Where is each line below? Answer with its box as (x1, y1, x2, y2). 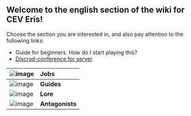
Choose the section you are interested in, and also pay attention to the (6, 30, 184, 38)
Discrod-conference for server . (15, 55, 94, 63)
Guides (39, 80, 61, 88)
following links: (6, 36, 44, 44)
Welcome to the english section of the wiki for (6, 5, 185, 15)
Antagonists (39, 100, 77, 108)
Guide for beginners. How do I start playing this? (15, 49, 138, 56)
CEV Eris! (6, 15, 43, 25)
